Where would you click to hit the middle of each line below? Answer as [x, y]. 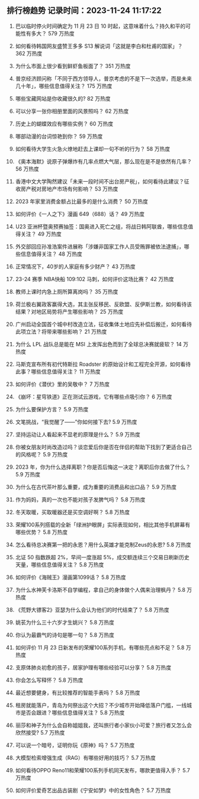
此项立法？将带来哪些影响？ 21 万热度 [61, 331]
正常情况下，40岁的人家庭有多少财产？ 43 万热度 [75, 266]
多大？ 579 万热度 [53, 33]
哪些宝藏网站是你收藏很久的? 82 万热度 [63, 98]
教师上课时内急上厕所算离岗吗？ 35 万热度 [67, 291]
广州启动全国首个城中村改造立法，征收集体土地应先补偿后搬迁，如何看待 [103, 324]
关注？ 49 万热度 [41, 234]
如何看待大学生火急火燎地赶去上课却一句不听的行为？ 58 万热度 [93, 149]
